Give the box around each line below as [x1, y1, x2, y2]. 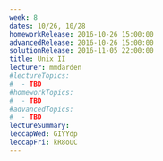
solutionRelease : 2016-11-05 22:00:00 [9, 47, 154, 55]
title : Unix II [9, 55, 66, 64]
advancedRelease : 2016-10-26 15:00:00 [9, 38, 154, 47]
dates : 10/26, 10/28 [9, 21, 87, 30]
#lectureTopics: [9, 72, 70, 80]
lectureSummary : [9, 122, 70, 131]
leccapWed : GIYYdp [9, 130, 78, 139]
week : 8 [9, 13, 39, 22]
